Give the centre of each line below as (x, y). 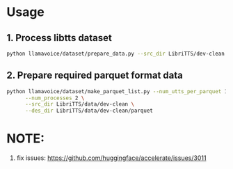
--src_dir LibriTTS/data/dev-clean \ (80, 104)
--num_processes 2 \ (55, 98)
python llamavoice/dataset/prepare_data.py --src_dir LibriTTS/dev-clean (116, 54)
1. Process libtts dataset (59, 38)
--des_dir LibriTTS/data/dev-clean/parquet (89, 111)
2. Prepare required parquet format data (95, 75)
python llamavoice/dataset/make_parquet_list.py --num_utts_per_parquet (114, 91)
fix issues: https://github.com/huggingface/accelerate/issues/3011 (111, 158)
